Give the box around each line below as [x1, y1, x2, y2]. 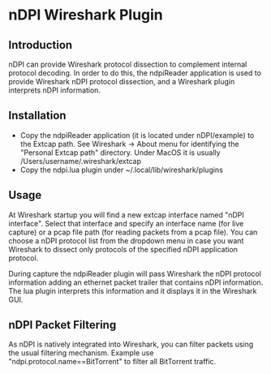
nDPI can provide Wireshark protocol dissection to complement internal [8, 59, 247, 69]
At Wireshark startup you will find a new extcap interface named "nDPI [8, 209, 245, 220]
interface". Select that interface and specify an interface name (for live [8, 218, 244, 228]
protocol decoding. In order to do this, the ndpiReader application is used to [8, 68, 262, 78]
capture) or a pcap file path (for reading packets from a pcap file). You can [8, 227, 258, 237]
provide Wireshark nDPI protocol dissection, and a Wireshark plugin [8, 77, 235, 86]
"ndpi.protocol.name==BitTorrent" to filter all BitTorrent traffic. [8, 357, 217, 367]
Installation [8, 109, 67, 123]
